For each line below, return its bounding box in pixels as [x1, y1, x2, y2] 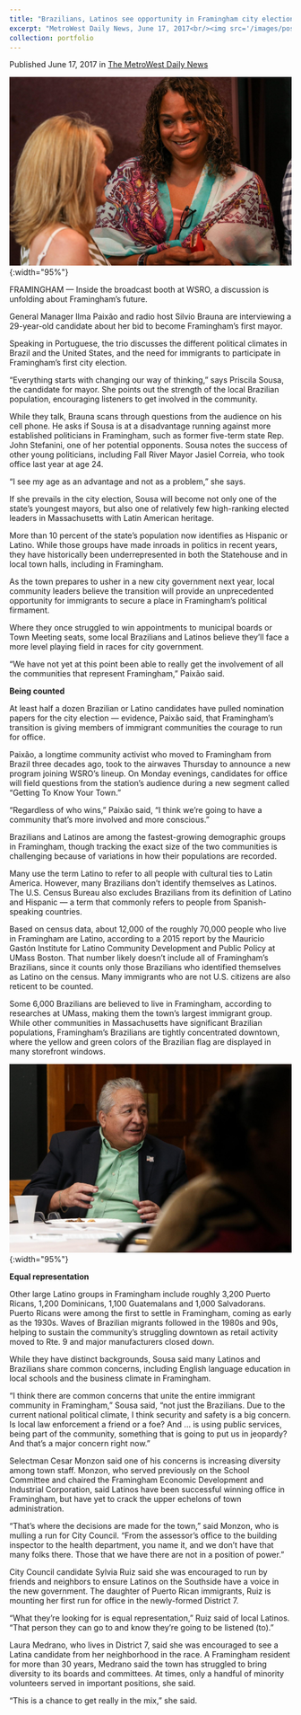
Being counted [9, 685, 65, 696]
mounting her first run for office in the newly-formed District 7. [9, 1596, 239, 1606]
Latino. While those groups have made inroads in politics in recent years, [9, 540, 278, 551]
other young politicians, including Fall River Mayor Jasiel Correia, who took [9, 449, 285, 460]
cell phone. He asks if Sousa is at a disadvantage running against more [9, 420, 271, 431]
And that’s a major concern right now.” [9, 1438, 150, 1449]
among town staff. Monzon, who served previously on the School [9, 1465, 250, 1476]
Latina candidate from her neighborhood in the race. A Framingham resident [9, 1649, 291, 1660]
